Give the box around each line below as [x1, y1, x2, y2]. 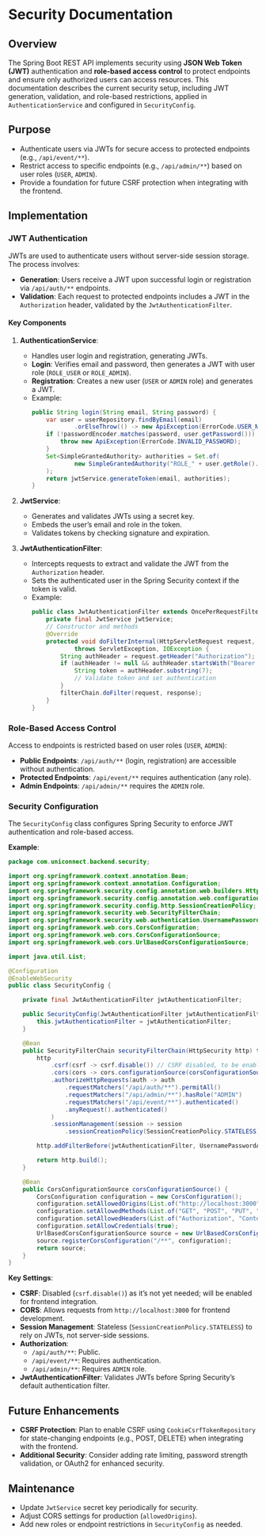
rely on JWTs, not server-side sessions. [19, 1330, 150, 1340]
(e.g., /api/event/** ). [19, 152, 89, 162]
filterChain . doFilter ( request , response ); [59, 689, 203, 697]
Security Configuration [8, 801, 99, 812]
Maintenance [8, 1482, 75, 1495]
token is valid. [31, 584, 77, 594]
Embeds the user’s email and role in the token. [31, 520, 182, 530]
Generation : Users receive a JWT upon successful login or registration [19, 275, 252, 284]
